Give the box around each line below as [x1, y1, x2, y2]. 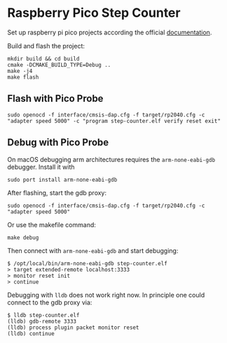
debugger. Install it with [7, 163, 75, 171]
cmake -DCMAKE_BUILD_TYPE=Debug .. [7, 61, 111, 68]
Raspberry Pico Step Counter [7, 5, 181, 21]
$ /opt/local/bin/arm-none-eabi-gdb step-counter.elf [7, 260, 168, 267]
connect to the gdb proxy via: [7, 298, 92, 307]
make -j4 [7, 67, 33, 74]
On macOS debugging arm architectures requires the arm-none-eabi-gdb [7, 155, 216, 163]
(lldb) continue [7, 330, 55, 337]
